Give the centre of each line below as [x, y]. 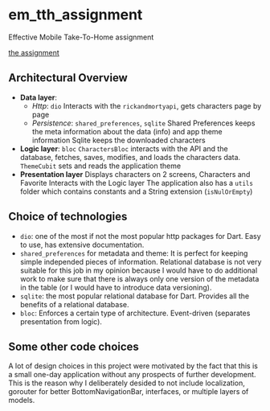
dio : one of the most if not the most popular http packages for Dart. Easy [140, 236]
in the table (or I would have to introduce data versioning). [116, 287]
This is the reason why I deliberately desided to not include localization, [127, 383]
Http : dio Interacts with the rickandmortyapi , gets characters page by [147, 105]
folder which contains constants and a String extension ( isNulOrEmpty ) [136, 191]
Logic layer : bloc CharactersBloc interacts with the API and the [124, 148]
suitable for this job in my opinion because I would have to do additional [139, 270]
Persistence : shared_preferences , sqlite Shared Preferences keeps [143, 123]
